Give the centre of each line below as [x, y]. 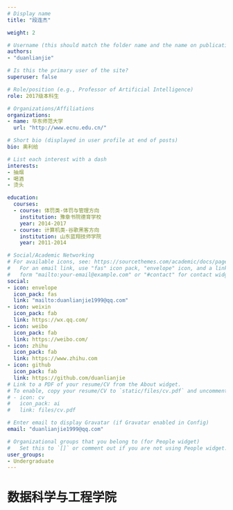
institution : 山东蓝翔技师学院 [61, 237]
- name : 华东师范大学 [35, 121]
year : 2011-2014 [43, 243]
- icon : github [29, 365]
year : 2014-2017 [43, 223]
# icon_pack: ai [34, 404]
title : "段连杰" [29, 20]
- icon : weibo [28, 326]
